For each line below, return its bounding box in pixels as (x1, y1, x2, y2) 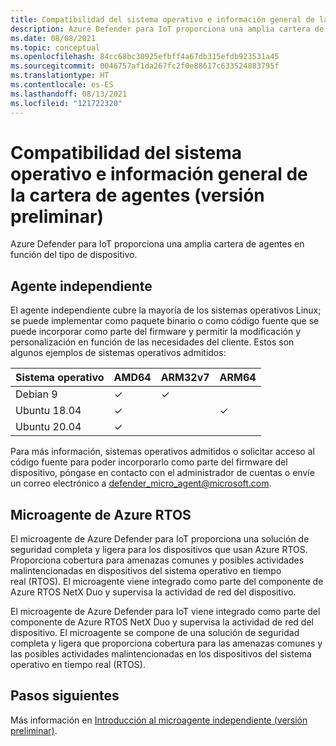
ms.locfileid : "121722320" (10, 98, 123, 108)
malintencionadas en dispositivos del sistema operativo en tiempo (10, 565, 282, 577)
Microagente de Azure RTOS (10, 506, 192, 523)
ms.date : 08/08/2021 (10, 33, 97, 43)
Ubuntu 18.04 (15, 404, 82, 418)
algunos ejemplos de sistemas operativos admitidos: (10, 347, 227, 359)
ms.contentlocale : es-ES (10, 80, 114, 90)
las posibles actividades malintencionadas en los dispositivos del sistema (10, 648, 312, 660)
